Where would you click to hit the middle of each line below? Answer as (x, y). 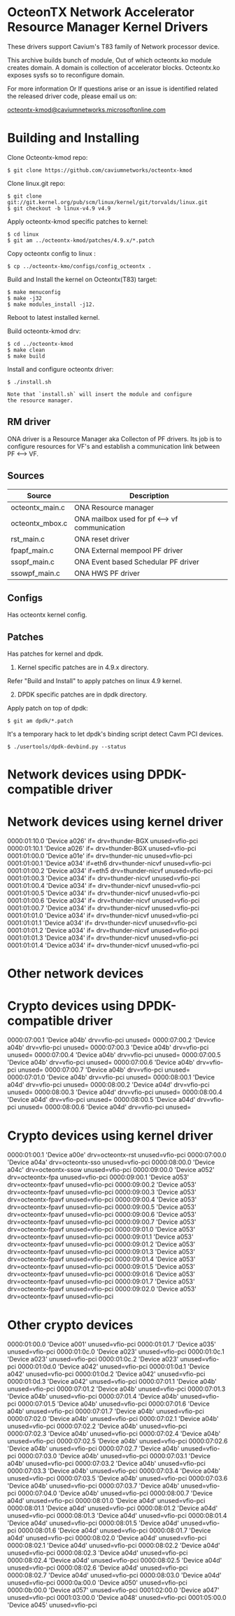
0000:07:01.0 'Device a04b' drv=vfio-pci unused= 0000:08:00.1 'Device (111, 1077)
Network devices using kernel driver (115, 822)
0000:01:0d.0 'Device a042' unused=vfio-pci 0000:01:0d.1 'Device (113, 1367)
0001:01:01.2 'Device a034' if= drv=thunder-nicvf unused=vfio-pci (103, 931)
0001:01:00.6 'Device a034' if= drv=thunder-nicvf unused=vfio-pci (104, 901)
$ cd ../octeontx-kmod (40, 344)
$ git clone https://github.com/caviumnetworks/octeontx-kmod (100, 170)
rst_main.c (28, 539)
